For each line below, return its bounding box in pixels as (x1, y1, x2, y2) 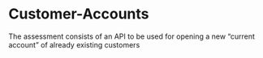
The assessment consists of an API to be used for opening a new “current (8, 31, 256, 41)
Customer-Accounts (8, 5, 149, 23)
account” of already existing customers (8, 39, 140, 49)
